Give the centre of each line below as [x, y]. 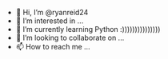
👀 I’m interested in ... [50, 21]
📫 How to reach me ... [53, 47]
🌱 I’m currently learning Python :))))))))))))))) [88, 29]
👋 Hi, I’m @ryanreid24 [52, 12]
